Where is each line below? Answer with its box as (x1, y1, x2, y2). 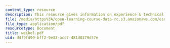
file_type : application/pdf (5, 21, 65, 26)
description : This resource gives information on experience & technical (5, 12, 164, 17)
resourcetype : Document (5, 26, 56, 31)
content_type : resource (5, 7, 56, 12)
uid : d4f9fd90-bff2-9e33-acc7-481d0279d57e (5, 35, 99, 40)
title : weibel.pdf (5, 30, 44, 35)
